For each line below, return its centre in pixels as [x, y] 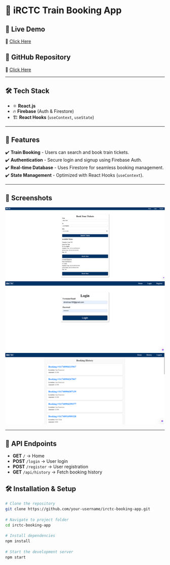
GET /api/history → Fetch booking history [57, 472]
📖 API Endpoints [31, 444]
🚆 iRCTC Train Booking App [63, 10]
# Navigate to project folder [37, 520]
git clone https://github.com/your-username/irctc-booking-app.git [78, 509]
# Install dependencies [30, 536]
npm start [16, 557]
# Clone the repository [30, 504]
